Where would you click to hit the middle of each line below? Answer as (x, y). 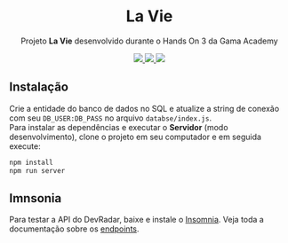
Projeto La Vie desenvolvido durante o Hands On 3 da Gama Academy (149, 41)
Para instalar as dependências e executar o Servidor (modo (119, 127)
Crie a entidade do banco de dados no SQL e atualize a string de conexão (144, 108)
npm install (31, 162)
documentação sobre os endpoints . (74, 229)
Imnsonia (36, 198)
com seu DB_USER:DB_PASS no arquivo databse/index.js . (110, 118)
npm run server (37, 170)
